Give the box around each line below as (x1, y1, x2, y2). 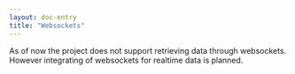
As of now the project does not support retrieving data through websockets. (9, 45, 287, 55)
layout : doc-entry (9, 12, 77, 22)
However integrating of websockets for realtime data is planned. (9, 55, 244, 65)
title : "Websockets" (9, 21, 86, 30)
